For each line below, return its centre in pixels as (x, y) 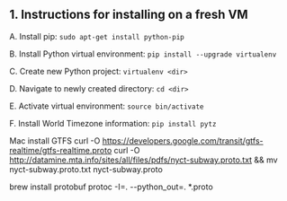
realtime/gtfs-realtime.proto (61, 150)
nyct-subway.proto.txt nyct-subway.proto (86, 169)
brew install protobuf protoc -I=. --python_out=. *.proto (111, 187)
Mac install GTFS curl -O (55, 140)
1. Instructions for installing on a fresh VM (129, 15)
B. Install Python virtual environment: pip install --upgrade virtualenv (143, 54)
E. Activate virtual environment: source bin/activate (107, 106)
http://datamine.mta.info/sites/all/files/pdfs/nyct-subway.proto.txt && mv (143, 160)
